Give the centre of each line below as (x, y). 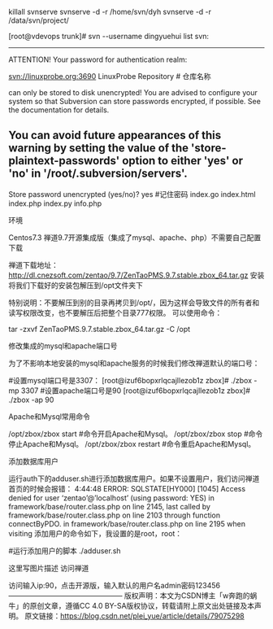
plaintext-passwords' (64, 161)
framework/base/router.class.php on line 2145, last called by (110, 506)
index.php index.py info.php (55, 203)
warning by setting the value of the (99, 149)
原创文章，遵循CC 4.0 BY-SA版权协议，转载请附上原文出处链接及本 (142, 605)
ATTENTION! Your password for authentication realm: (98, 59)
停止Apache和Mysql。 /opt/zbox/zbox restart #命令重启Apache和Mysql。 (132, 443)
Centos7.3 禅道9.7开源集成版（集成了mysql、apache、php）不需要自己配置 (135, 237)
